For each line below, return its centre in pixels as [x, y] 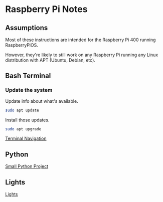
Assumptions [27, 28]
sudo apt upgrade [23, 129]
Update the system [29, 90]
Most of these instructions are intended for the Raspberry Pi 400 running [80, 40]
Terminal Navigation [26, 138]
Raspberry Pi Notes [46, 9]
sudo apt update [22, 110]
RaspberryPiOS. [22, 45]
